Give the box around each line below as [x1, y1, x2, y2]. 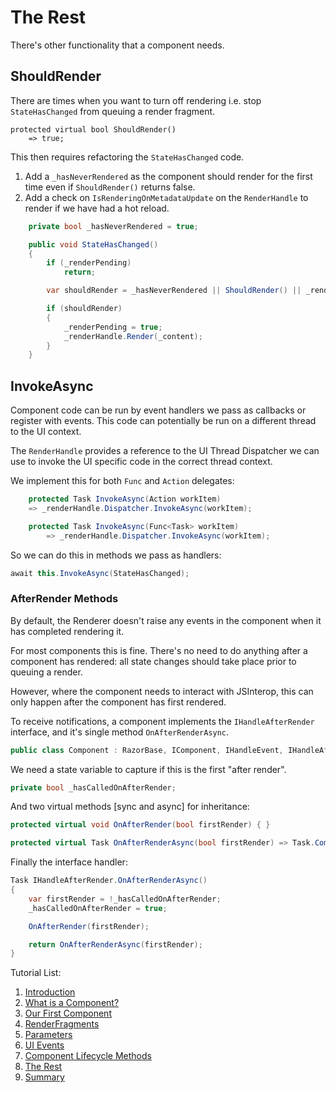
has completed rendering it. [10, 625, 125, 637]
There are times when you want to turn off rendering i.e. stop [10, 94, 262, 106]
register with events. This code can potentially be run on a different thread [10, 415, 317, 427]
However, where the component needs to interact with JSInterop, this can [10, 685, 314, 697]
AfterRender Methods [10, 592, 119, 606]
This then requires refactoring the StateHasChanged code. [10, 151, 245, 163]
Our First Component [24, 1007, 112, 1020]
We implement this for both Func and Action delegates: [10, 475, 235, 487]
